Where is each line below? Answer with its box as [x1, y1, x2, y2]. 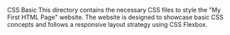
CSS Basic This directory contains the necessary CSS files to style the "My [7, 6, 221, 14]
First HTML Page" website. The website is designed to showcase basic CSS [7, 13, 224, 21]
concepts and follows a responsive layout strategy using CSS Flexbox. [7, 21, 208, 28]
